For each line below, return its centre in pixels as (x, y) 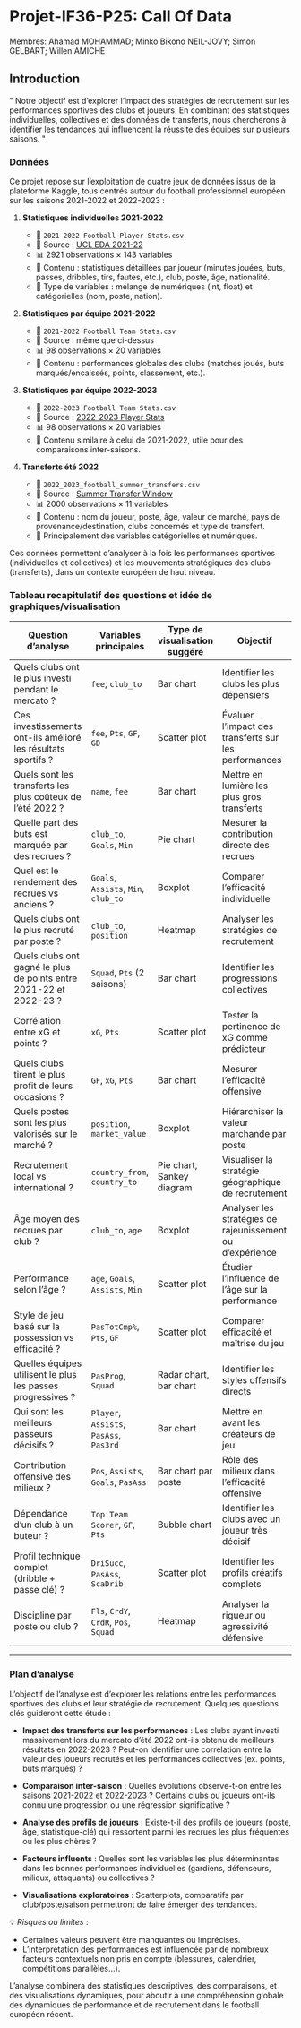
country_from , (120, 1173)
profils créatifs (253, 1573)
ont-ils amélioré (47, 738)
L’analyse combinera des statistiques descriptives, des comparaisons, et (143, 1985)
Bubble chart (185, 1525)
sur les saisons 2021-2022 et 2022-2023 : (87, 201)
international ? (43, 1188)
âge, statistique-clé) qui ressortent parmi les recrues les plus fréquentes (155, 1831)
